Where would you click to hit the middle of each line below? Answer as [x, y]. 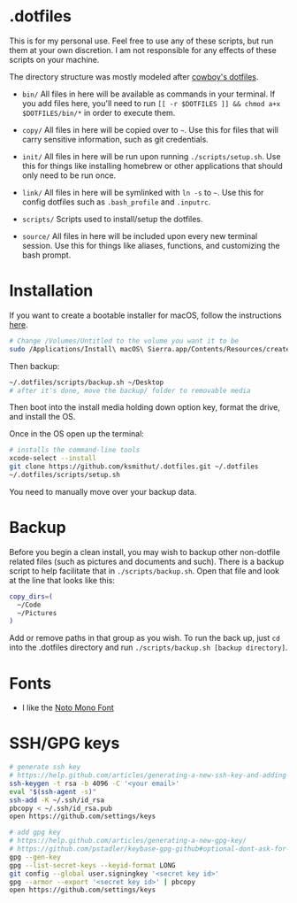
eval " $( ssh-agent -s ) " [53, 791]
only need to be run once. [69, 175]
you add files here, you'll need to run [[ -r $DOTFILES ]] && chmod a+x [151, 103]
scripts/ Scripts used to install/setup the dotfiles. [112, 219]
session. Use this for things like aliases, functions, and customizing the [151, 245]
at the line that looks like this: [62, 580]
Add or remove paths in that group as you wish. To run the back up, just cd [145, 638]
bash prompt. [46, 255]
